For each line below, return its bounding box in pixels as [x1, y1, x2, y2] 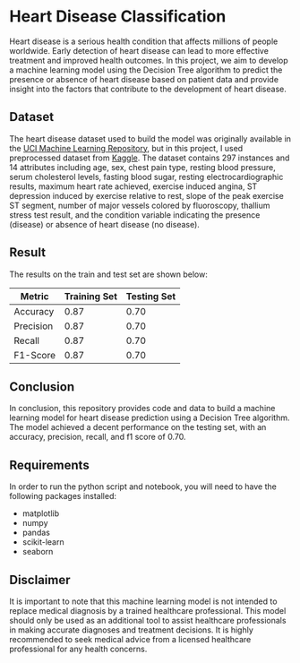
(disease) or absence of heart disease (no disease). [9, 219, 200, 229]
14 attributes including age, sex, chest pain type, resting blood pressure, [9, 161, 276, 172]
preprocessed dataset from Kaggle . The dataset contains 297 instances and [9, 152, 290, 163]
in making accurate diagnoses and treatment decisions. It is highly [9, 624, 253, 635]
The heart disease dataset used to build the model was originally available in [9, 133, 292, 144]
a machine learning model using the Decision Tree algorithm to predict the [9, 65, 283, 75]
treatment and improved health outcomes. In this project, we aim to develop [9, 55, 288, 65]
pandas [21, 527, 51, 538]
